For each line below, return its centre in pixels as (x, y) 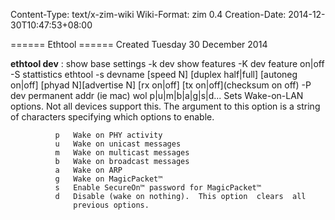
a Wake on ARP (88, 170)
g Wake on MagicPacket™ (108, 179)
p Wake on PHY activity (108, 135)
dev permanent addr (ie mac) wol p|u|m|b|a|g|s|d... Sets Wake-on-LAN (157, 95)
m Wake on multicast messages (122, 153)
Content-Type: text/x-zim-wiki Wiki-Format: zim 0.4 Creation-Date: (148, 14)
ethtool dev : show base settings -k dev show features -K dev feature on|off (167, 63)
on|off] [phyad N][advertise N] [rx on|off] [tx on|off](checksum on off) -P (161, 85)
